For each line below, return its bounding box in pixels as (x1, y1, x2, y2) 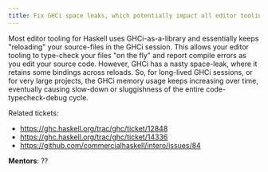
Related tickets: (8, 108, 59, 118)
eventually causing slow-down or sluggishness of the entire (8, 84, 205, 94)
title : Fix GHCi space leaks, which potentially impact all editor (8, 11, 238, 20)
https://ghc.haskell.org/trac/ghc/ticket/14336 (19, 132, 168, 142)
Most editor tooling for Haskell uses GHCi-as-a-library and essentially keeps (8, 33, 259, 43)
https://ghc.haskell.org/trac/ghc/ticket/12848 (19, 123, 168, 133)
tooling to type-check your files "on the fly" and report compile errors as (8, 50, 247, 60)
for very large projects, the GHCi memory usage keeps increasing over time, (8, 76, 259, 85)
